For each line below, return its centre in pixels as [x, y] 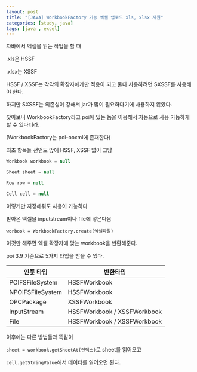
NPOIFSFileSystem [36, 292]
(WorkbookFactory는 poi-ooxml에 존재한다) [59, 138]
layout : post [22, 12]
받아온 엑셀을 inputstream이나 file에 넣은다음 [59, 218]
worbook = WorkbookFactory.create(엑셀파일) [60, 231]
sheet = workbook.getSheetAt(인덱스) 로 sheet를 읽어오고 [74, 349]
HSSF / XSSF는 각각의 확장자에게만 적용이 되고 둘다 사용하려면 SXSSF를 [91, 84]
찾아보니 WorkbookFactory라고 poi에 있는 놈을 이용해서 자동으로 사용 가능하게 [98, 117]
